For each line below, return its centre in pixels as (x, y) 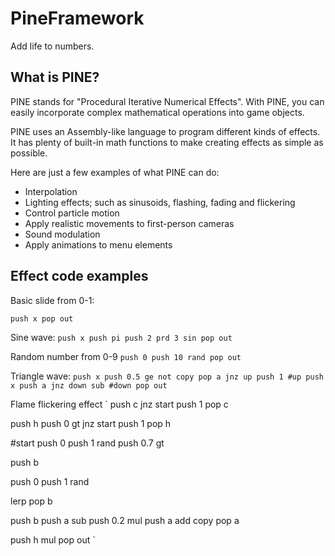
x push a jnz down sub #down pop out (89, 385)
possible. (29, 153)
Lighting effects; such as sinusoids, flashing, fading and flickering (160, 202)
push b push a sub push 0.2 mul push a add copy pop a (125, 520)
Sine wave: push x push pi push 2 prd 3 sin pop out (121, 337)
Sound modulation (62, 234)
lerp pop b (31, 501)
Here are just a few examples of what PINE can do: (115, 172)
